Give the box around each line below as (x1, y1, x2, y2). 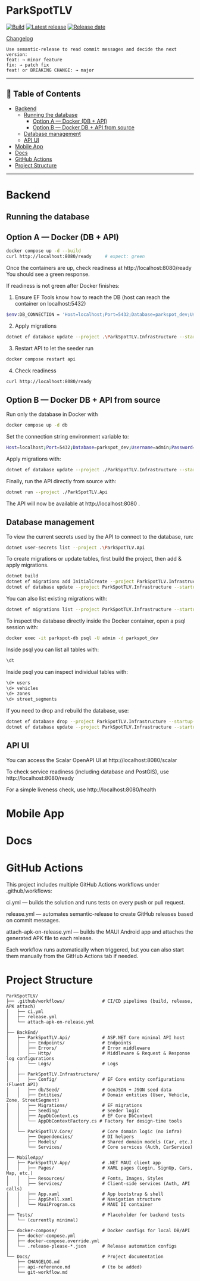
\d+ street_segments (6, 697, 58, 702)
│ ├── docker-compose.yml (6, 1233, 76, 1239)
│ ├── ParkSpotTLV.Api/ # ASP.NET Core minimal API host (6, 1034, 185, 1040)
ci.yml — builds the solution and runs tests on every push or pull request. (6, 899, 186, 906)
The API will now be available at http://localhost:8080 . (6, 500, 140, 507)
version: (6, 51, 28, 57)
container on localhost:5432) (14, 300, 86, 307)
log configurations (6, 1055, 55, 1061)
